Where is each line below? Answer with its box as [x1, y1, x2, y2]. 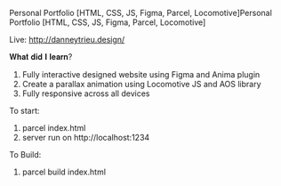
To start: [9, 106, 40, 116]
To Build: [9, 150, 42, 159]
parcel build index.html [21, 166, 107, 177]
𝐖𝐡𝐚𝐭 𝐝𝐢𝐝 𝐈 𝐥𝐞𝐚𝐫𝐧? [9, 52, 73, 61]
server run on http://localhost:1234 [21, 133, 150, 142]
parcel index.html [21, 123, 86, 133]
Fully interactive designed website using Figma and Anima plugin [21, 69, 261, 79]
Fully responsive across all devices [21, 88, 150, 99]
